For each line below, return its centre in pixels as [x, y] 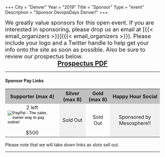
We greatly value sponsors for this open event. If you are [80, 23]
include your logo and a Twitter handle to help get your [77, 43]
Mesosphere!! [135, 123]
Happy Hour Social [135, 97]
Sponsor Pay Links [25, 80]
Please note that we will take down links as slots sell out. [62, 145]
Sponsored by [135, 117]
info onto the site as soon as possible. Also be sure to [75, 50]
